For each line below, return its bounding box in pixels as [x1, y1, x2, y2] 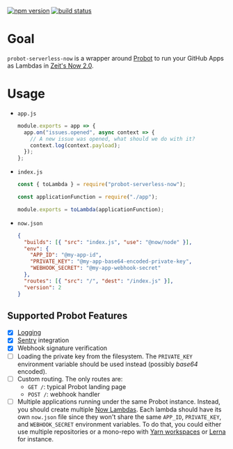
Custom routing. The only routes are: [17, 374, 123, 383]
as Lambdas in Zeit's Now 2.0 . [7, 61, 94, 70]
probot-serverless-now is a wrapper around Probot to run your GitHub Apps [7, 54, 224, 62]
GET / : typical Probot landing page [27, 382, 127, 390]
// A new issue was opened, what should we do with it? [30, 135, 195, 142]
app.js [17, 110, 37, 117]
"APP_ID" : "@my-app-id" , [30, 252, 102, 259]
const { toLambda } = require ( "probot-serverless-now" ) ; [17, 181, 186, 188]
